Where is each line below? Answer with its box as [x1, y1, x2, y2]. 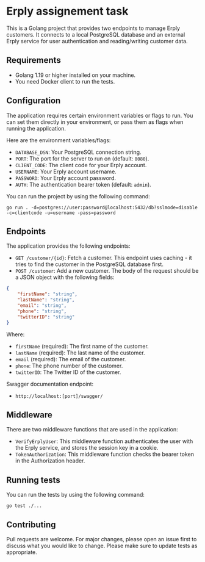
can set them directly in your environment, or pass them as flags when [6, 118, 184, 126]
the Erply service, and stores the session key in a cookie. [15, 444, 159, 452]
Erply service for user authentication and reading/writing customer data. [6, 37, 188, 45]
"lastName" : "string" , [17, 297, 75, 303]
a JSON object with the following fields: [15, 273, 115, 281]
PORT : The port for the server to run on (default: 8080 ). [15, 154, 149, 162]
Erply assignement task [6, 4, 129, 18]
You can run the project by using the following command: [6, 192, 151, 200]
